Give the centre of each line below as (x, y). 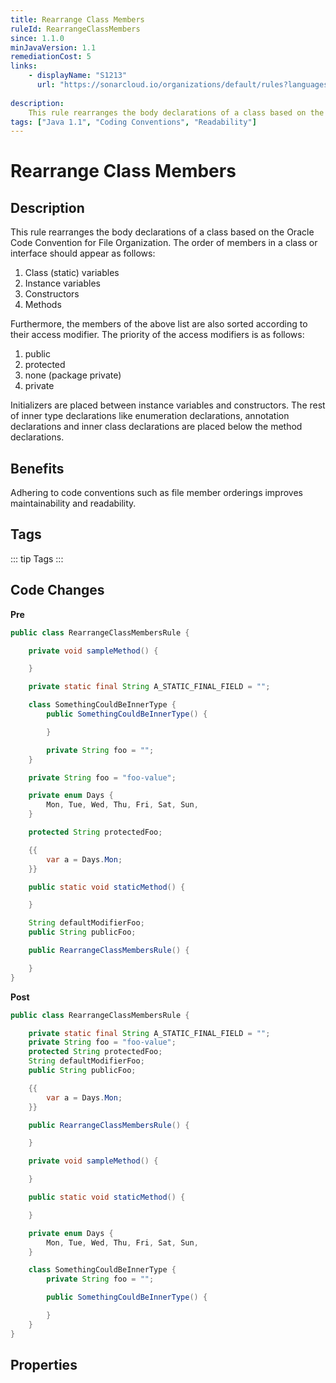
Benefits (37, 468)
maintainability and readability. (73, 503)
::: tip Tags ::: (37, 558)
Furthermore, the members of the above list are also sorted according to (159, 324)
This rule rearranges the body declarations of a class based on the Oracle (162, 232)
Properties (44, 1365)
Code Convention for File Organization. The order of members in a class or (164, 243)
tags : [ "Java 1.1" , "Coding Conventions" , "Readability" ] (133, 122)
